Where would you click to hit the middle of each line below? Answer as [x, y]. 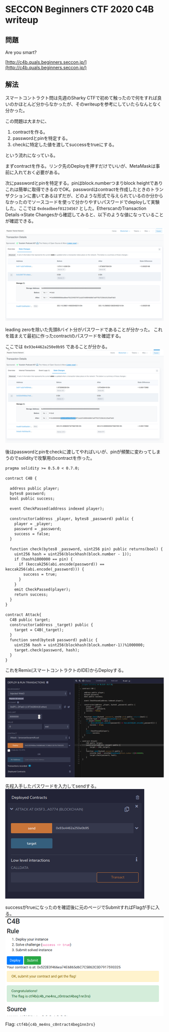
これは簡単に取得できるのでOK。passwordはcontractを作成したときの [78, 189]
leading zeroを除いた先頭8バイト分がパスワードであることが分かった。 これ [84, 330]
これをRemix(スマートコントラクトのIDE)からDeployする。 [66, 670]
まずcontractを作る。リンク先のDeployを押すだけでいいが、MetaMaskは [80, 166]
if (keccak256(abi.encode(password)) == [61, 564]
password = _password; [38, 529]
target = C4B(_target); [39, 630]
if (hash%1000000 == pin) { [44, 559]
